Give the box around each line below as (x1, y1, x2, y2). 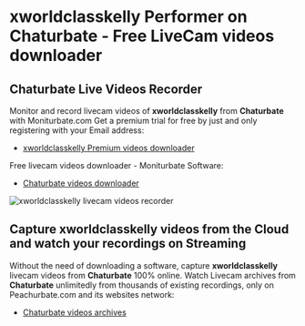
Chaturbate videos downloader (22, 178, 139, 188)
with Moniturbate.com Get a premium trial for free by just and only (9, 116, 258, 126)
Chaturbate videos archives (22, 307, 127, 318)
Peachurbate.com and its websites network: (9, 289, 175, 300)
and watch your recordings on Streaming (9, 236, 247, 251)
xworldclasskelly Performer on (9, 6, 248, 27)
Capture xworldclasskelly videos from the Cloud (9, 221, 290, 238)
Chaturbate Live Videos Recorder (9, 81, 203, 97)
